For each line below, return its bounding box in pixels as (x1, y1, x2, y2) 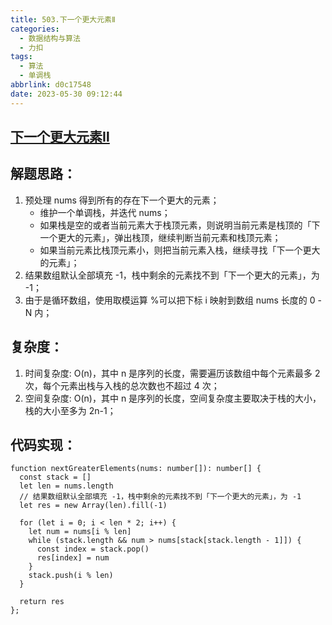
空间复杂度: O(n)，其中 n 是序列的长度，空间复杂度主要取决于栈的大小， (24, 392, 322, 404)
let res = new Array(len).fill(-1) (19, 501, 168, 511)
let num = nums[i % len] (28, 527, 132, 537)
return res (19, 597, 65, 607)
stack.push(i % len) (28, 571, 114, 581)
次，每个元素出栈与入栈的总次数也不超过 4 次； (24, 379, 220, 391)
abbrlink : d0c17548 (10, 80, 92, 90)
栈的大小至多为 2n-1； (24, 404, 117, 416)
